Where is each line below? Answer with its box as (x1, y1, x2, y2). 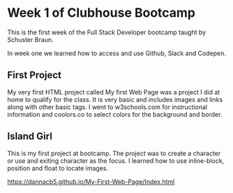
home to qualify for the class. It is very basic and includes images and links (7, 95, 223, 103)
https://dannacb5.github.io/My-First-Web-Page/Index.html (7, 177, 175, 186)
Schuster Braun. (7, 35, 54, 43)
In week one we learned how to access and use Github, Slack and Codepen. (7, 49, 227, 57)
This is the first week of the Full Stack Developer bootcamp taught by (7, 28, 206, 36)
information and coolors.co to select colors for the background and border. (7, 110, 223, 118)
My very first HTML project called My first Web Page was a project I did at (7, 87, 220, 96)
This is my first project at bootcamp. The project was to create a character (7, 149, 221, 157)
